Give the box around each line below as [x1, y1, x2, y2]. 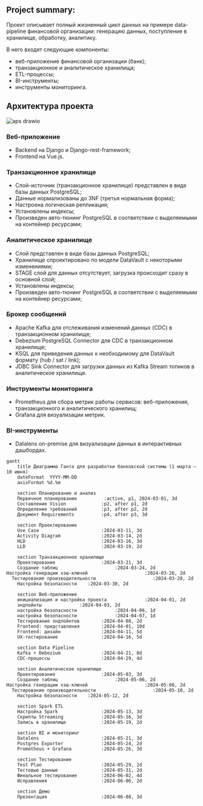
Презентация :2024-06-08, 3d [17, 794, 142, 800]
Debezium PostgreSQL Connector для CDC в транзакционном [15, 337, 173, 344]
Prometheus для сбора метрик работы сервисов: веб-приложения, [15, 398, 189, 405]
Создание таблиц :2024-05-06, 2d [17, 677, 156, 683]
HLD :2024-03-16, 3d [17, 538, 142, 544]
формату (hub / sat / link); [15, 356, 81, 363]
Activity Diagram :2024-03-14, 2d [17, 533, 142, 539]
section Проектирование [17, 522, 78, 528]
